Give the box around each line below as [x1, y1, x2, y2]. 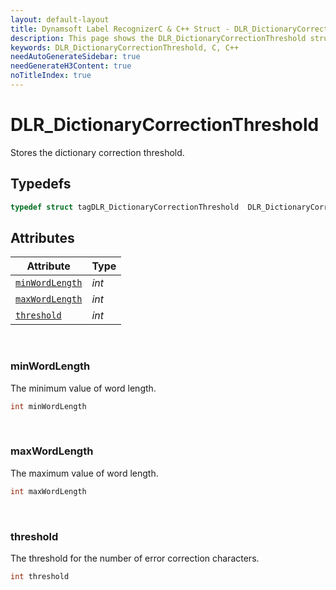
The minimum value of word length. [10, 382, 157, 394]
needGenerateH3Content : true [10, 61, 132, 71]
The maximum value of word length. [10, 467, 159, 479]
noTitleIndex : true [10, 71, 92, 81]
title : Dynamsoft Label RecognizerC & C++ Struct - [10, 24, 230, 34]
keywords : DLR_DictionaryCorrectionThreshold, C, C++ [10, 42, 240, 53]
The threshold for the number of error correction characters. [10, 552, 260, 564]
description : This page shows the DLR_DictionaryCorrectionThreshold [10, 33, 307, 43]
